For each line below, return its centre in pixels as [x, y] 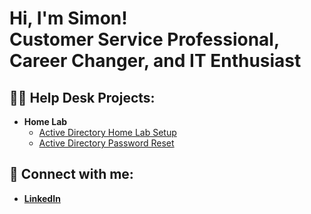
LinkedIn [42, 198]
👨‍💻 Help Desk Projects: [82, 97]
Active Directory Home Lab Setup [107, 132]
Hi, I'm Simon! [68, 18]
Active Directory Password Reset [106, 143]
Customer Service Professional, [144, 39]
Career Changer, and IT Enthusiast [155, 61]
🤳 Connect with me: [71, 174]
